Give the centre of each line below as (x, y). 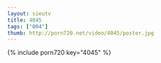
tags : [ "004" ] (28, 26)
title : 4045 (24, 20)
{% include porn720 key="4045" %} (59, 53)
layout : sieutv (29, 13)
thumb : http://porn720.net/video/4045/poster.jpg (81, 33)
